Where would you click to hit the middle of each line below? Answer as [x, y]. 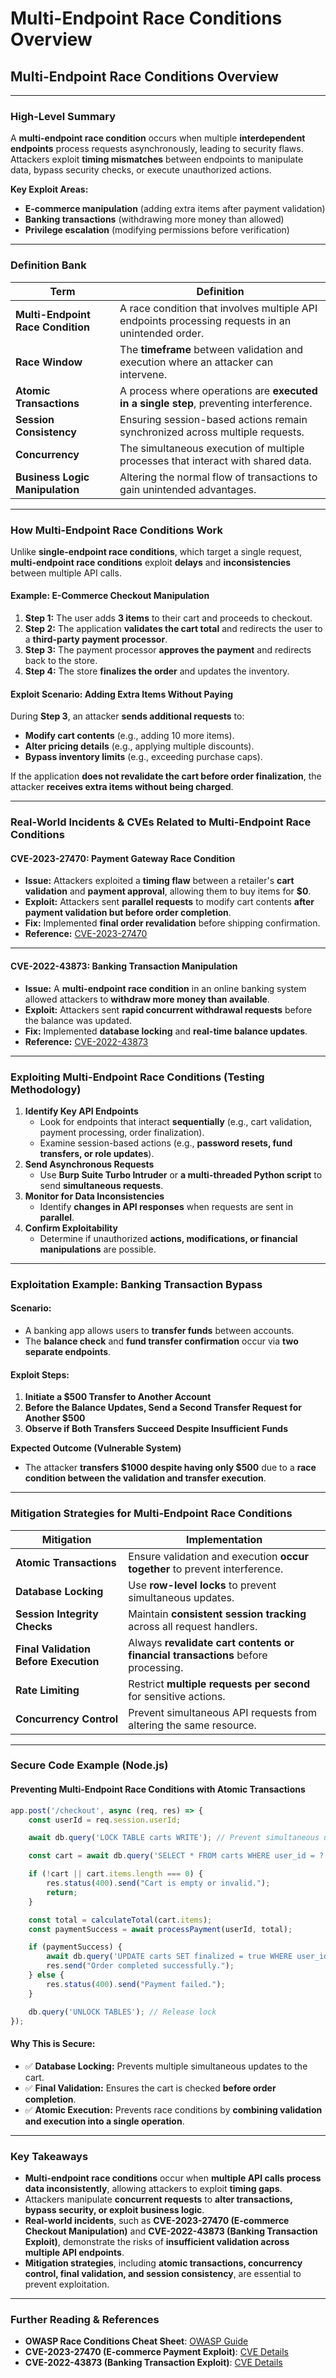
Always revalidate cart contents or [211, 1642]
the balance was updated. [78, 1020]
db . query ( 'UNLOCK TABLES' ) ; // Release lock [122, 2012]
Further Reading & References [85, 2319]
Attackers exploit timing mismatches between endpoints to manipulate [157, 159]
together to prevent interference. [206, 1569]
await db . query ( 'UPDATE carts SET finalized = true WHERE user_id [187, 1957]
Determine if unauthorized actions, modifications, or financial [168, 1238]
